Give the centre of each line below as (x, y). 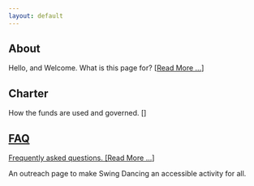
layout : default (36, 16)
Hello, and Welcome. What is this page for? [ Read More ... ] (106, 68)
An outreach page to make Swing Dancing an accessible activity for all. (127, 174)
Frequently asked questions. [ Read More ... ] (82, 158)
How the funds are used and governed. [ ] (77, 113)
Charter (28, 93)
